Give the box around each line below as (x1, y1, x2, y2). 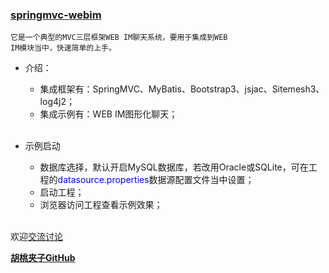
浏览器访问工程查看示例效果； (39, 199, 163, 211)
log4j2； (39, 96, 75, 108)
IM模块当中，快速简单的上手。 (10, 43, 117, 53)
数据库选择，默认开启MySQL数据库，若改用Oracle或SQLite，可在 (39, 161, 309, 173)
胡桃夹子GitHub (10, 252, 76, 264)
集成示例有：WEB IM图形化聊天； (39, 108, 178, 120)
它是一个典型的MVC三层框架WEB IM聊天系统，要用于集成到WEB (10, 33, 228, 43)
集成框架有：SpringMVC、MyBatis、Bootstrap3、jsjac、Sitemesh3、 (39, 83, 325, 95)
